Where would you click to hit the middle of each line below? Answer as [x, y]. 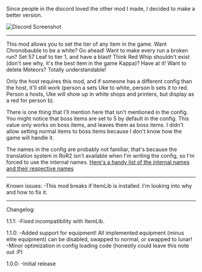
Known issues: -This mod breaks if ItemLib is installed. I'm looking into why [99, 186]
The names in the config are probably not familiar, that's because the [92, 149]
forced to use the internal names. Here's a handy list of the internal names [98, 162]
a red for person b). [30, 100]
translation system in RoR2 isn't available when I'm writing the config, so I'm [100, 156]
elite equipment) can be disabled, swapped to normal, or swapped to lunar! [99, 239]
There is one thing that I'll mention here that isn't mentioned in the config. [97, 112]
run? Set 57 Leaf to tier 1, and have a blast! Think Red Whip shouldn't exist [98, 57]
